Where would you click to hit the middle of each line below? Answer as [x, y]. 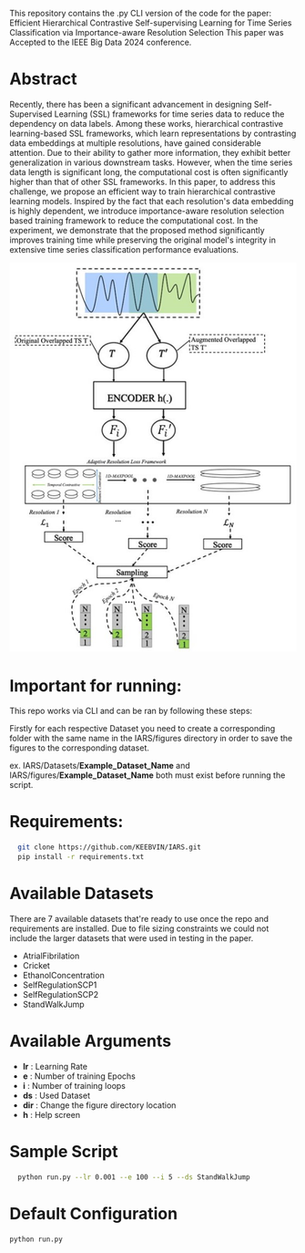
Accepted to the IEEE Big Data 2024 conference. [101, 42]
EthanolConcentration [63, 975]
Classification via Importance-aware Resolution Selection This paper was [147, 32]
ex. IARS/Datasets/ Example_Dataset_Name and [100, 766]
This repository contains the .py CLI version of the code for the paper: [141, 13]
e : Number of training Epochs [79, 1076]
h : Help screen [51, 1114]
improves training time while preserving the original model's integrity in [142, 240]
